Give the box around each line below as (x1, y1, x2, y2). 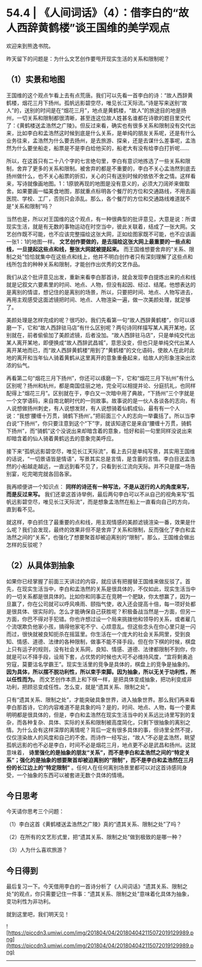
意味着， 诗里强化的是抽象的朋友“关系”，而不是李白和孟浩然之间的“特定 (6, 749, 185, 756)
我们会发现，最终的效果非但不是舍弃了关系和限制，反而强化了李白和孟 (22, 526, 196, 533)
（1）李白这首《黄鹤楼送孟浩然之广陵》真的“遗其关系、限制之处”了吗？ (6, 820, 182, 828)
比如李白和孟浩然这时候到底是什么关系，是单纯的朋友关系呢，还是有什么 (16, 129, 196, 136)
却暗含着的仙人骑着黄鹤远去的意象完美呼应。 (6, 434, 117, 442)
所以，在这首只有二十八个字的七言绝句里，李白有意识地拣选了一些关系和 (6, 157, 185, 164)
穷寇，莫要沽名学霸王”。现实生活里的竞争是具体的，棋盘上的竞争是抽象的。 (6, 661, 194, 668)
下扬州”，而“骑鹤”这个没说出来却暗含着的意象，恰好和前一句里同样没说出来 (6, 427, 192, 434)
